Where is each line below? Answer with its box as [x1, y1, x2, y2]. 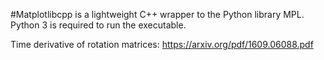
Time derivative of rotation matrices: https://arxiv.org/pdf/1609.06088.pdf [10, 39, 314, 50]
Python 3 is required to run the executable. [10, 19, 187, 31]
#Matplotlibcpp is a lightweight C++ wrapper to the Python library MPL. [10, 9, 305, 20]
